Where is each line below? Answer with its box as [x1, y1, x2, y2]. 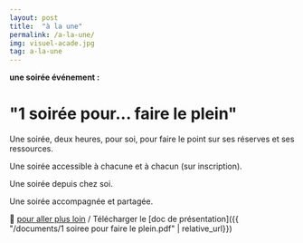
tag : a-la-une [9, 47, 63, 56]
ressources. [9, 143, 54, 154]
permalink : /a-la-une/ [9, 30, 95, 39]
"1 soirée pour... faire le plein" [9, 103, 238, 124]
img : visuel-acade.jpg [9, 38, 95, 48]
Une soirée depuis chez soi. [9, 179, 113, 190]
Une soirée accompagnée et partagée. [9, 196, 154, 207]
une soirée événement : [9, 72, 100, 83]
